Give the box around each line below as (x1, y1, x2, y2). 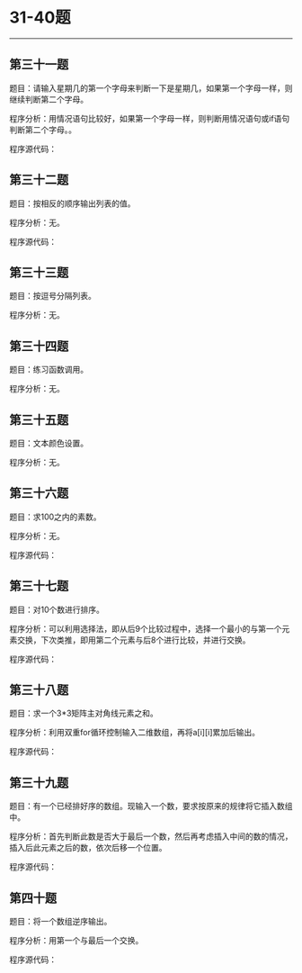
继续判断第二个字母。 (9, 94, 88, 104)
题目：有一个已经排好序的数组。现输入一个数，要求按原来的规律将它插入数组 (9, 801, 293, 812)
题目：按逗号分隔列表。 (9, 291, 96, 302)
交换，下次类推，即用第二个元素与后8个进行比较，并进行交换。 (16, 635, 251, 645)
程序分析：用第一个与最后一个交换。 (9, 935, 144, 946)
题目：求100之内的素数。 (9, 511, 102, 522)
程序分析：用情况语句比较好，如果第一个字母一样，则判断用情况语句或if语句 (9, 113, 290, 123)
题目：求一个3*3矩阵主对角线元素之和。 (9, 707, 159, 719)
